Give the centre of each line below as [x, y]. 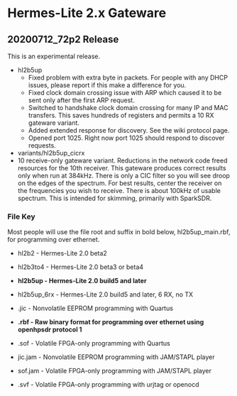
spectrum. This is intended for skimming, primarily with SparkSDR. [115, 198]
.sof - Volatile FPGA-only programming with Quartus [94, 343]
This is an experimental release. [54, 56]
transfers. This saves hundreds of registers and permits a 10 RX [121, 115]
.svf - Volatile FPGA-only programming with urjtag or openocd [108, 385]
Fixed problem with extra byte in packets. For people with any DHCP [128, 77]
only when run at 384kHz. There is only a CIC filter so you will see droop [124, 176]
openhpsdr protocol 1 [50, 330]
